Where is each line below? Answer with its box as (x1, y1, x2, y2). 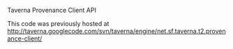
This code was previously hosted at (7, 20, 110, 27)
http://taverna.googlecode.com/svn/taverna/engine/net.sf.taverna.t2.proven (7, 27, 226, 35)
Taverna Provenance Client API (7, 6, 96, 14)
